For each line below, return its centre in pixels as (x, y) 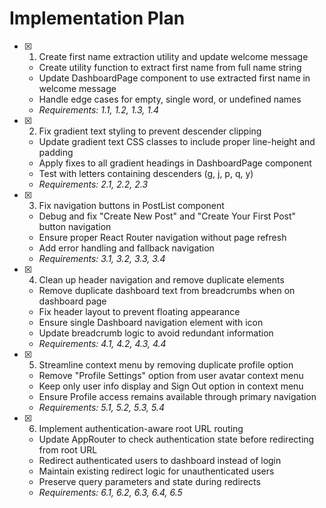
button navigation (75, 226)
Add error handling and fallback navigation (126, 248)
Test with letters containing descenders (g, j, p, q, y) (146, 173)
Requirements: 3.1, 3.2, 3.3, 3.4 (102, 258)
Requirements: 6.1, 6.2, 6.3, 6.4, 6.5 (110, 492)
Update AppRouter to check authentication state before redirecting (176, 439)
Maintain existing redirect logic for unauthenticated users (156, 471)
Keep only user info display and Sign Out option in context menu (171, 386)
